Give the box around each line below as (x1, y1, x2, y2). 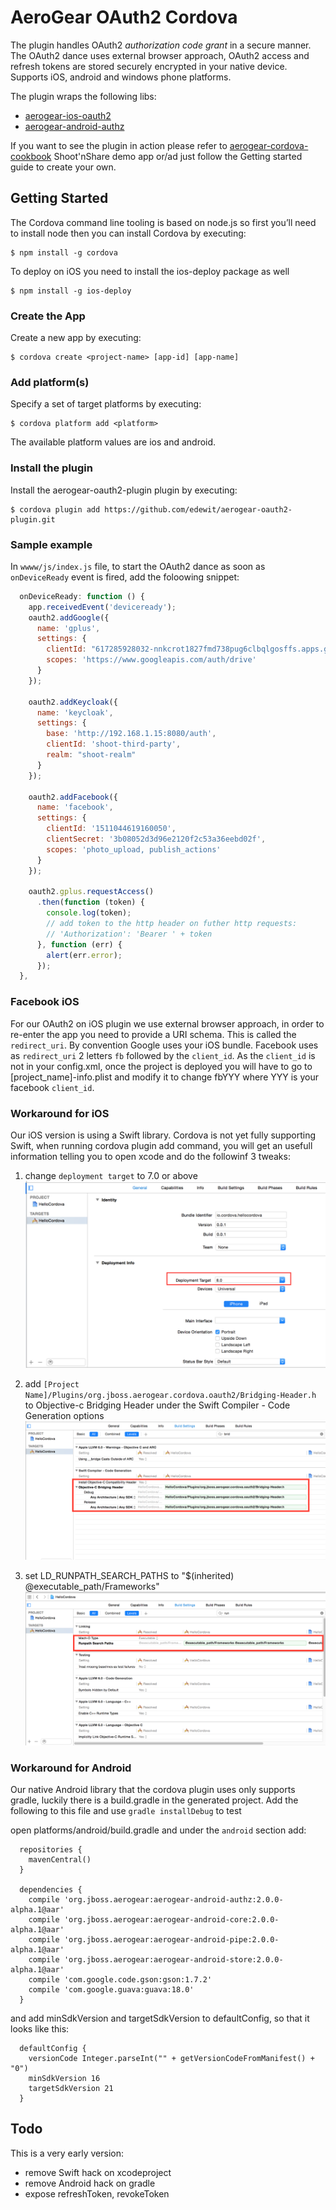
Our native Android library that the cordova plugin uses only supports (10, 1783, 296, 1795)
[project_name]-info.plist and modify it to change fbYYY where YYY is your (10, 1071, 319, 1083)
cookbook (10, 150, 52, 162)
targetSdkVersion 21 (28, 2083, 114, 2093)
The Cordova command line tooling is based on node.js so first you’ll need (10, 216, 317, 228)
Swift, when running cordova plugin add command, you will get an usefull (10, 1139, 313, 1151)
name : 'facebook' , (36, 802, 114, 813)
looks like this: (10, 2022, 70, 2035)
